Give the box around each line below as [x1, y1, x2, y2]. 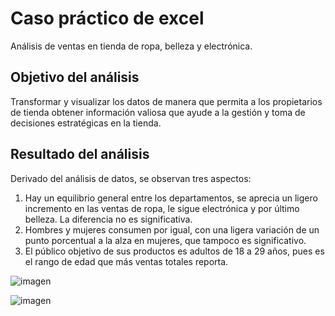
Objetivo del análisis [10, 69, 140, 86]
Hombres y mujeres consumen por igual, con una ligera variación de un [24, 223, 320, 236]
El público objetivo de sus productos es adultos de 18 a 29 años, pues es [24, 245, 325, 257]
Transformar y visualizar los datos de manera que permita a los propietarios [10, 95, 323, 107]
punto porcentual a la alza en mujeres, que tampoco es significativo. [24, 234, 307, 246]
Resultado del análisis [10, 146, 150, 163]
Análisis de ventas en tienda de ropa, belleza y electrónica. [10, 40, 253, 52]
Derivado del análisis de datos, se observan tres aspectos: [10, 172, 252, 184]
